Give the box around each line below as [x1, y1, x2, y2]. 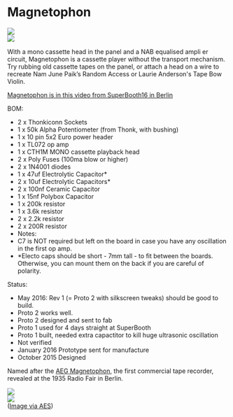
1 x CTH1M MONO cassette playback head [17, 148, 140, 156]
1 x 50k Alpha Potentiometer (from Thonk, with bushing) [17, 125, 179, 134]
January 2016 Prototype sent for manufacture [17, 346, 149, 354]
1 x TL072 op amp [17, 140, 69, 148]
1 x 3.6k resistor [17, 207, 63, 215]
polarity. [17, 267, 41, 275]
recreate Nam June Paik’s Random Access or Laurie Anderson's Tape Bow [7, 69, 223, 78]
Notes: [17, 229, 37, 238]
